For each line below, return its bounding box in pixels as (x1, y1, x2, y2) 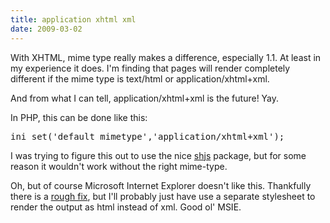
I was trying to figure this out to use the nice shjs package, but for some (10, 149, 307, 161)
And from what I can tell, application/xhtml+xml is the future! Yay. (10, 92, 280, 104)
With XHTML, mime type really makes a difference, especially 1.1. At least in (10, 51, 322, 63)
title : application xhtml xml (10, 14, 137, 25)
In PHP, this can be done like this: (10, 111, 148, 123)
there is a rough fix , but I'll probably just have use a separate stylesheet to (10, 190, 316, 202)
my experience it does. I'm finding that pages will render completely (10, 62, 291, 74)
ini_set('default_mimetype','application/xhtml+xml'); (10, 131, 285, 142)
